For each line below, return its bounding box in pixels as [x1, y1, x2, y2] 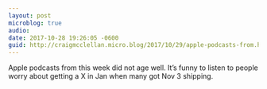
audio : [8, 26, 30, 34]
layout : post [8, 11, 52, 20]
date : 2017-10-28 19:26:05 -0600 [8, 33, 119, 42]
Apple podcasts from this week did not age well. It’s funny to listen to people [8, 63, 258, 72]
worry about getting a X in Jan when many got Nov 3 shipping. [8, 72, 214, 81]
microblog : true [8, 19, 62, 27]
